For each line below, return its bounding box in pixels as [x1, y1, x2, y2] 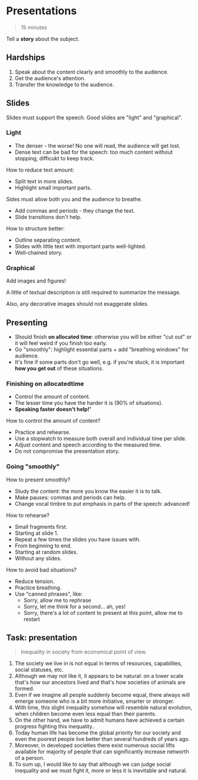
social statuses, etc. [14, 666, 64, 673]
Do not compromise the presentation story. [14, 448, 120, 455]
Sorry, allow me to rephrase [23, 597, 92, 604]
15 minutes [20, 24, 47, 31]
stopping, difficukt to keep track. [14, 154, 95, 161]
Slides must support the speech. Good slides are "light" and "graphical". [6, 114, 183, 121]
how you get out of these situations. [14, 364, 104, 372]
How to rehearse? [6, 512, 50, 519]
